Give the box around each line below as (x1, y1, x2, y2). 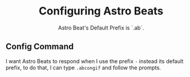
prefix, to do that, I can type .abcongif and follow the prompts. (5, 64, 162, 71)
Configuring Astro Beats (38, 4, 164, 18)
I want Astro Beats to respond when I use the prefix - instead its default (5, 57, 184, 64)
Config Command (5, 42, 74, 52)
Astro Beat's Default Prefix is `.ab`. (57, 24, 145, 31)
